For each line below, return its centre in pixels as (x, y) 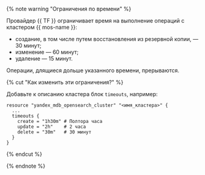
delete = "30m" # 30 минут (54, 132)
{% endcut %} (24, 154)
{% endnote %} (26, 166)
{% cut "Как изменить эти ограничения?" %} (65, 82)
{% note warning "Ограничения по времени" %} (69, 9)
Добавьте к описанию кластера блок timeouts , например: (82, 94)
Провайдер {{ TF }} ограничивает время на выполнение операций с (95, 20)
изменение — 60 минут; (47, 52)
